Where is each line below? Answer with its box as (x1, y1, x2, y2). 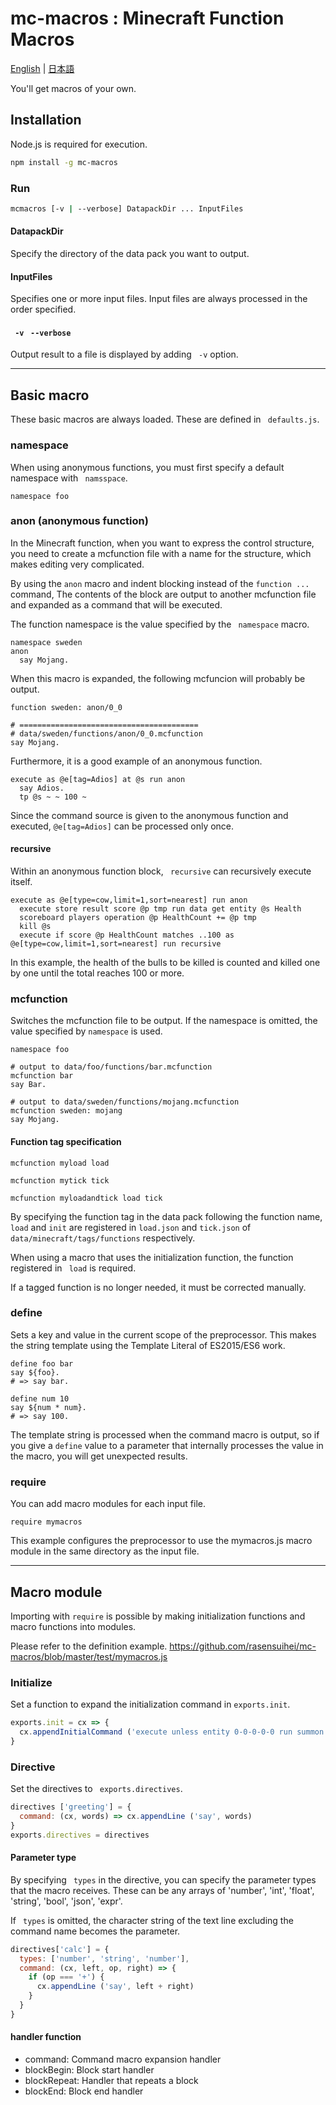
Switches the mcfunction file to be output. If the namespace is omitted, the (10, 1015, 318, 1027)
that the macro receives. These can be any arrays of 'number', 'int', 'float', (10, 1884, 315, 1896)
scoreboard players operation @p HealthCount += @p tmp (19, 913, 257, 923)
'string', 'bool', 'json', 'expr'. (10, 1895, 123, 1907)
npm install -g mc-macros (10, 157, 118, 167)
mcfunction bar (10, 1071, 74, 1081)
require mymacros (10, 1517, 83, 1527)
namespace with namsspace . (10, 472, 128, 484)
